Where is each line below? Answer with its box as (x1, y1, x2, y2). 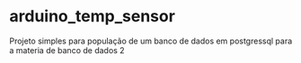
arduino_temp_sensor (9, 6, 175, 27)
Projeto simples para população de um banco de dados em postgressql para (9, 35, 293, 46)
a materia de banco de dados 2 (9, 44, 125, 55)
